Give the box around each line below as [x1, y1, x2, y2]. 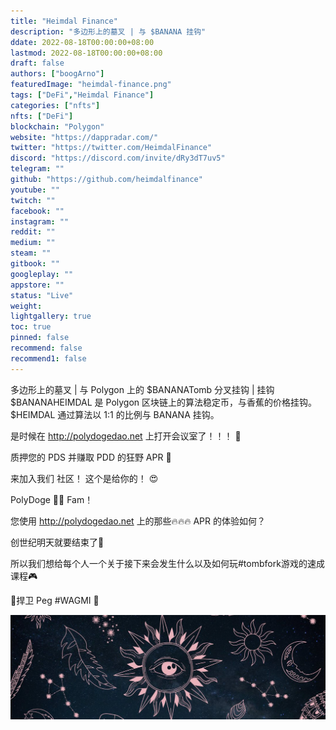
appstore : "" [10, 280, 65, 290]
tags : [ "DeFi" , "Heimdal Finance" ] [10, 90, 155, 100]
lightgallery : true [10, 311, 92, 322]
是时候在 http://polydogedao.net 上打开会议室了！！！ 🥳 [10, 430, 242, 442]
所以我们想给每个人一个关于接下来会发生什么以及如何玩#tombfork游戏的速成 [10, 557, 325, 569]
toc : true [10, 322, 52, 332]
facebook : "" [10, 206, 65, 216]
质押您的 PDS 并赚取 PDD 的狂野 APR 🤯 [10, 451, 172, 463]
